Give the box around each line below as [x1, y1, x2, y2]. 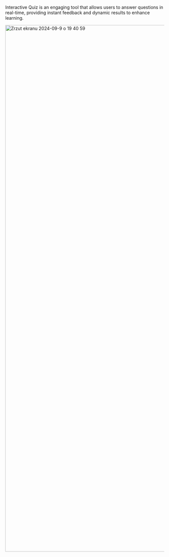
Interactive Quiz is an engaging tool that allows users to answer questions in [5, 5, 163, 10]
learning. [5, 15, 24, 21]
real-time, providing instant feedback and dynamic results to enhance [5, 10, 150, 16]
